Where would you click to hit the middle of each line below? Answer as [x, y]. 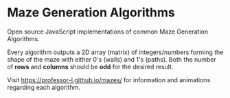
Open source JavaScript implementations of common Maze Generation [107, 32]
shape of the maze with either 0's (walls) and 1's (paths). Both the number [112, 59]
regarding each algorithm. [44, 87]
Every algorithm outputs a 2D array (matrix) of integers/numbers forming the [115, 52]
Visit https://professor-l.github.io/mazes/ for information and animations [109, 79]
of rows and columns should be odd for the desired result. [90, 66]
